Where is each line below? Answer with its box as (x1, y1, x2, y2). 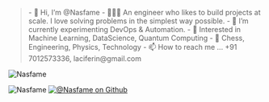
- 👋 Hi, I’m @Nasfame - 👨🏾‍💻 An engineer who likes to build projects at (27, 8, 261, 17)
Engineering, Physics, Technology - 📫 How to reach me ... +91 (27, 43, 237, 51)
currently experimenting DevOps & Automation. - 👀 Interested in (27, 25, 241, 34)
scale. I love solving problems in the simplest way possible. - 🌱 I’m (27, 16, 249, 26)
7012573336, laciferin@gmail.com (27, 54, 142, 63)
